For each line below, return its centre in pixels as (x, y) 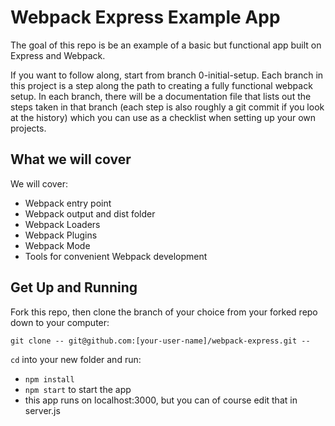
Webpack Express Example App (145, 17)
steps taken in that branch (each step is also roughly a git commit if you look (167, 107)
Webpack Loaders (62, 224)
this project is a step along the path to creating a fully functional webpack (161, 85)
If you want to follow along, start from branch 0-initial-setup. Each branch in (167, 75)
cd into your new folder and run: (76, 359)
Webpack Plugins (61, 235)
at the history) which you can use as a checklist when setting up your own (163, 117)
